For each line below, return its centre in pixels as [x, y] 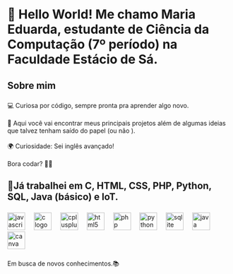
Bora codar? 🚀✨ [30, 163]
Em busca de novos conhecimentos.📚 [64, 263]
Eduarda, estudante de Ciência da [108, 29]
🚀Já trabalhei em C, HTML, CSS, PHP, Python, [109, 185]
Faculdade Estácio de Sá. [83, 60]
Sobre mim [32, 85]
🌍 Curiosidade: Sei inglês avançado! [61, 146]
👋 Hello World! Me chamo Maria [102, 14]
